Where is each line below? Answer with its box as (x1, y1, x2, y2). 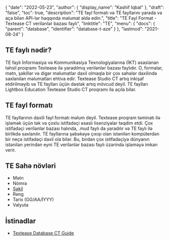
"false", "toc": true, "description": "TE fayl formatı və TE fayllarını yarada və (5, 10, 162, 16)
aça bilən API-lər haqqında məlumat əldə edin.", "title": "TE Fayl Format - (5, 15, 157, 21)
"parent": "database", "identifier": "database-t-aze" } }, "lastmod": (5, 26, 144, 32)
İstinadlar (5, 217, 36, 225)
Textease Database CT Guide (12, 230, 75, 236)
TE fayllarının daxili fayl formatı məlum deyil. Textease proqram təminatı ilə (5, 114, 161, 121)
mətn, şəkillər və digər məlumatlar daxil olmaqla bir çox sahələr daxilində (5, 70, 157, 76)
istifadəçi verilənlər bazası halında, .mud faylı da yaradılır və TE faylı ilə (5, 125, 153, 131)
